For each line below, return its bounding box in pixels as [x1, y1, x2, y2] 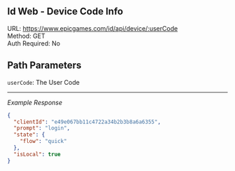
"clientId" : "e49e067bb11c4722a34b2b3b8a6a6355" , [13, 118, 161, 125]
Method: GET [7, 32, 45, 40]
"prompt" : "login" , [13, 125, 71, 132]
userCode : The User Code [7, 78, 80, 86]
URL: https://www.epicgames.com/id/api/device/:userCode [7, 24, 178, 32]
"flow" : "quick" [20, 138, 68, 145]
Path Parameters [7, 60, 82, 71]
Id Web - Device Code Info [7, 6, 124, 18]
